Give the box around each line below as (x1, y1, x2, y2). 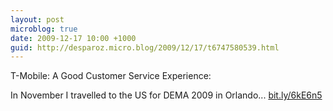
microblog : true (10, 24, 78, 34)
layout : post (10, 14, 65, 25)
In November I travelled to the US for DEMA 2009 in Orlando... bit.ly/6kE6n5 (10, 89, 323, 101)
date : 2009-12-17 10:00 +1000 (10, 33, 137, 43)
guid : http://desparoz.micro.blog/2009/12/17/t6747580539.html (10, 42, 280, 53)
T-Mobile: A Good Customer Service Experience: (10, 70, 212, 82)
